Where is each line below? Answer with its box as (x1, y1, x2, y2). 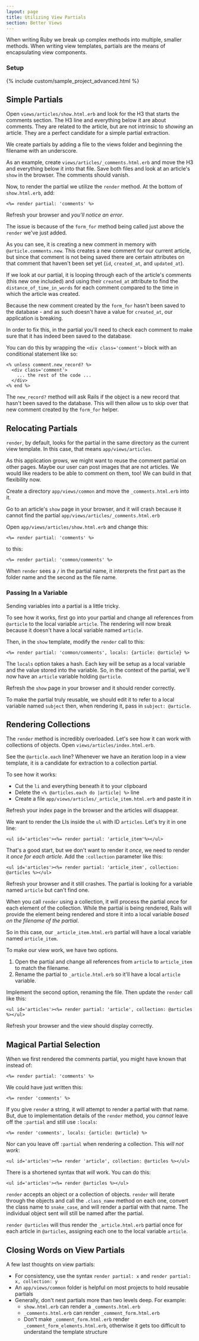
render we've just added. (6, 229, 67, 236)
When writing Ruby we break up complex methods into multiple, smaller (6, 36, 182, 44)
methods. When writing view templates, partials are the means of (6, 42, 166, 50)
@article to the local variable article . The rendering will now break (6, 620, 172, 627)
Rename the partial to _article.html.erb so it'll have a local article (14, 971, 181, 978)
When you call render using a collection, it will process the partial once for (6, 898, 188, 906)
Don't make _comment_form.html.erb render (23, 1316, 129, 1323)
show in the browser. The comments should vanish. (6, 171, 130, 179)
